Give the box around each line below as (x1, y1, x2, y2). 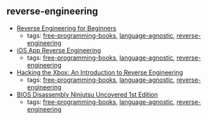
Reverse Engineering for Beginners (16, 24, 116, 32)
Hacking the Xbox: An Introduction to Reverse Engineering (16, 68, 183, 76)
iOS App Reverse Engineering (16, 46, 101, 54)
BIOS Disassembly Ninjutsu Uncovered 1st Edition (16, 90, 158, 98)
